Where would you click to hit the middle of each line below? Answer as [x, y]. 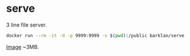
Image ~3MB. [23, 47]
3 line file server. [27, 25]
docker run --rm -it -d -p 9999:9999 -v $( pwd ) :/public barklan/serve [95, 35]
